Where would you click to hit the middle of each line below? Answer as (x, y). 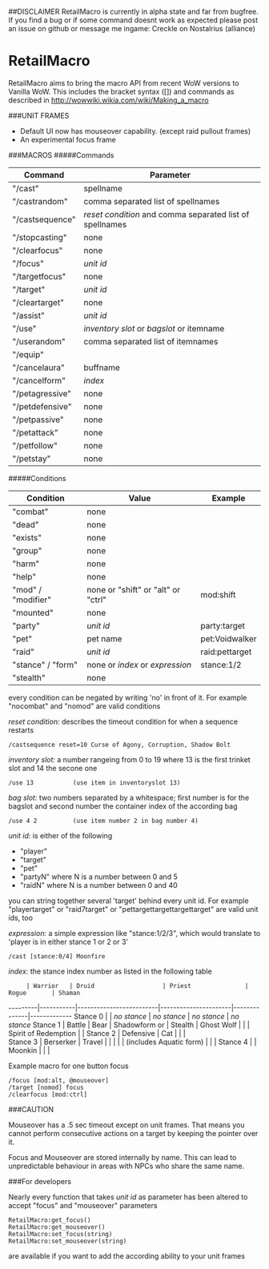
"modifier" (32, 600)
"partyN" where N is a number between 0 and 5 (98, 877)
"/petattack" (35, 432)
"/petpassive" (38, 420)
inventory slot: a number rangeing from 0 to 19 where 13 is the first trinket (129, 759)
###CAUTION (31, 1109)
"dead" (26, 524)
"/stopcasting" (40, 237)
